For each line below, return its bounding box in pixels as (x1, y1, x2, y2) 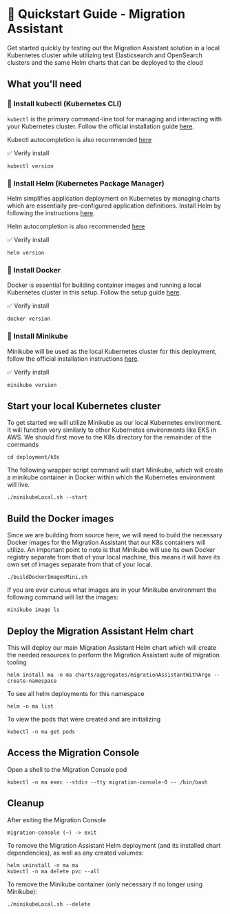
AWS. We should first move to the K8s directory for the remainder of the (7, 433, 212, 441)
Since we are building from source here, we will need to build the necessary (7, 531, 222, 539)
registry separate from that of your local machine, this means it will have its (7, 553, 220, 562)
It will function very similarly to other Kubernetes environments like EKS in (7, 426, 217, 434)
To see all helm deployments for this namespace (7, 689, 145, 697)
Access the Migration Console (7, 747, 140, 759)
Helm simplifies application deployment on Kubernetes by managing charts (7, 194, 220, 202)
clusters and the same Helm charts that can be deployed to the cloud (7, 58, 203, 66)
